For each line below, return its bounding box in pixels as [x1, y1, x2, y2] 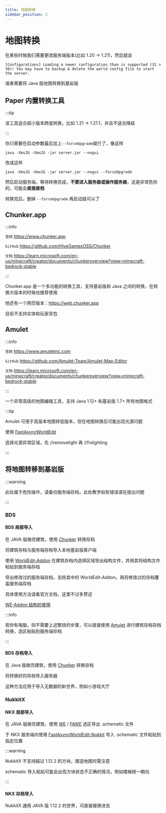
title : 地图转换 [5, 7, 36, 12]
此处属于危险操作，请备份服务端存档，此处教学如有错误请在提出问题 [5, 489, 145, 495]
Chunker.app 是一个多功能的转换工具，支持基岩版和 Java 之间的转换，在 [5, 283, 154, 289]
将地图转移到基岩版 [5, 465, 64, 474]
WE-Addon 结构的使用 [5, 601, 51, 608]
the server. [5, 71, 30, 76]
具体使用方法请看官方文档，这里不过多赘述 [5, 591, 92, 597]
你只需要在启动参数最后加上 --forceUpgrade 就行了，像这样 [5, 140, 124, 146]
